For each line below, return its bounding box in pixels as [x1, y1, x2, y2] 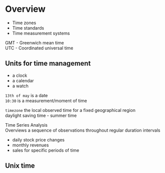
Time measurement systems [12, 30, 70, 36]
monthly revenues [12, 142, 49, 148]
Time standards [12, 25, 44, 31]
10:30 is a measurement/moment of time [5, 98, 87, 104]
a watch [12, 83, 29, 89]
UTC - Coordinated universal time [5, 45, 73, 51]
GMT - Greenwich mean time [5, 39, 64, 45]
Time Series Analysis [5, 122, 48, 128]
